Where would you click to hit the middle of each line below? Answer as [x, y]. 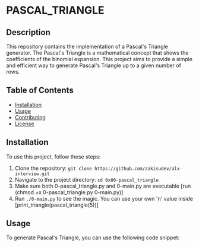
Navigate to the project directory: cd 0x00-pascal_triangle [87, 179]
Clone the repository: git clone [53, 168]
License [24, 123]
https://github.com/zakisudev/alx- [138, 169]
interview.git [32, 174]
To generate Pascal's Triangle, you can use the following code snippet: [93, 237]
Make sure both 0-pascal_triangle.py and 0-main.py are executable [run [103, 186]
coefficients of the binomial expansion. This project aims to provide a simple [99, 59]
